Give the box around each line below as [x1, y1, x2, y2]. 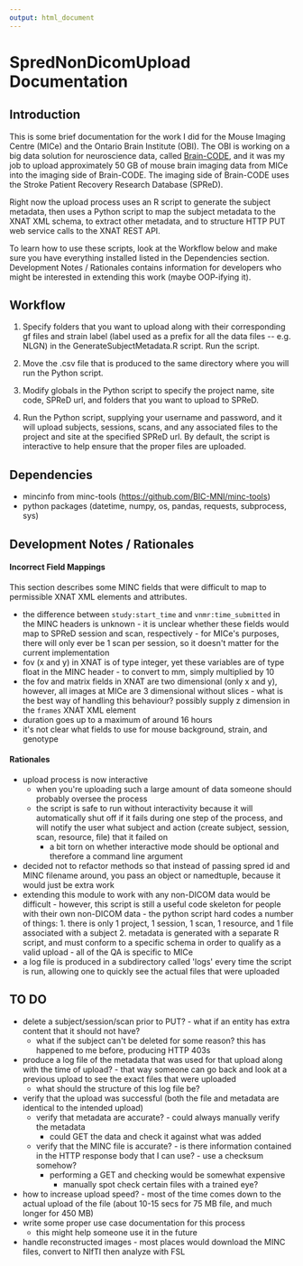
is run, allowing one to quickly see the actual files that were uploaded [22, 966, 280, 977]
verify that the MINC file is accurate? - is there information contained [35, 1141, 292, 1151]
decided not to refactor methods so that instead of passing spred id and [22, 861, 290, 872]
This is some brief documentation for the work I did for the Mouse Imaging [9, 131, 286, 142]
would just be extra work [22, 880, 115, 891]
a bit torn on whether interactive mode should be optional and [49, 841, 280, 853]
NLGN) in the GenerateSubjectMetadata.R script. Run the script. [22, 340, 260, 352]
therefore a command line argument [49, 851, 183, 862]
